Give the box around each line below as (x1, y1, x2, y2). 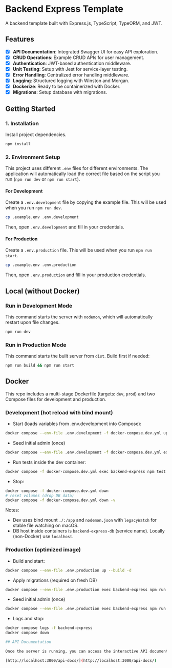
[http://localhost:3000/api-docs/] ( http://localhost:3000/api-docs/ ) (5, 658, 157, 663)
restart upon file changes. (5, 319, 60, 325)
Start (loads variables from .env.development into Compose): (12, 421, 142, 427)
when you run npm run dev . (5, 205, 62, 211)
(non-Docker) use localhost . (12, 533, 74, 540)
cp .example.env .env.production (5, 262, 77, 268)
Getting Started (5, 104, 56, 113)
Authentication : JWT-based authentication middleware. (12, 60, 132, 66)
